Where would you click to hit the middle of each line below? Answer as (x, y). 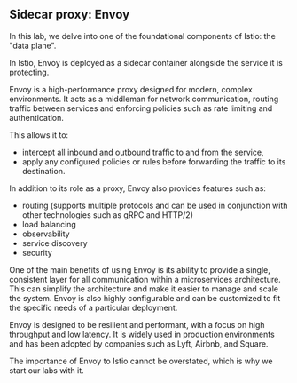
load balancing (49, 224)
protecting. (29, 72)
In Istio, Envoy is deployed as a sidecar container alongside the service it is (146, 62)
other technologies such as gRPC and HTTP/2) (107, 215)
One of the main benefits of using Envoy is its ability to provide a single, (140, 269)
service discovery (55, 243)
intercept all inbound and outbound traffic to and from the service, (143, 152)
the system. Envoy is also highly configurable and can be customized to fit (145, 298)
